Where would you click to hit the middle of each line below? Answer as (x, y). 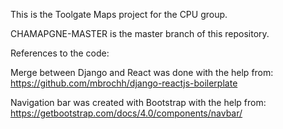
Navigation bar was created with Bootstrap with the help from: (138, 102)
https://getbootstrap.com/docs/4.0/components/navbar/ (126, 113)
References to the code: (60, 53)
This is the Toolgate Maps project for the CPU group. (119, 14)
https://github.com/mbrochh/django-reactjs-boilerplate (124, 83)
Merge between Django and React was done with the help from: (142, 72)
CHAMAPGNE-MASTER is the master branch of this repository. (140, 33)
